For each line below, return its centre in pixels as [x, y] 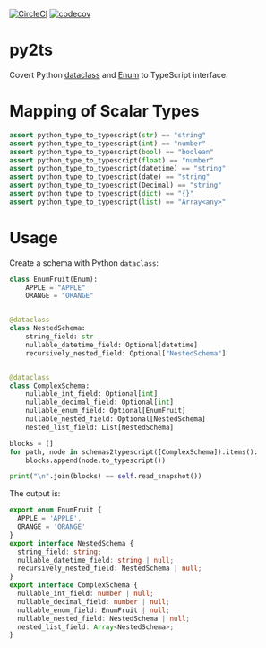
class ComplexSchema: [50, 386]
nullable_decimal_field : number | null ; [94, 601]
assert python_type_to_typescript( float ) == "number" [112, 160]
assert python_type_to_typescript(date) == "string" [110, 177]
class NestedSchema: [48, 328]
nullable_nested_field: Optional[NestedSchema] [116, 419]
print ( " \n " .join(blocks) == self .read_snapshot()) [106, 477]
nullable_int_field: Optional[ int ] [92, 394]
